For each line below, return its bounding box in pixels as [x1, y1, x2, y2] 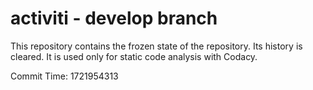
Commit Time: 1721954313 [10, 70, 119, 82]
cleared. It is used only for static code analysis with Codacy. [10, 50, 258, 62]
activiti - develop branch [10, 7, 218, 30]
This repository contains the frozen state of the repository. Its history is [10, 40, 303, 52]
